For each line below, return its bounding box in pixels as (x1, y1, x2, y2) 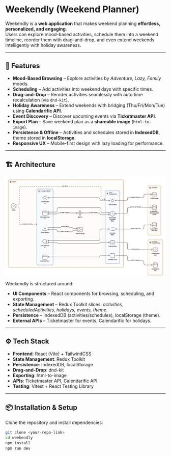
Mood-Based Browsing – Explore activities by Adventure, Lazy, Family (12, 75, 161, 81)
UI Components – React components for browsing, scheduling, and (12, 290, 154, 297)
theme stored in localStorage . (12, 135, 76, 141)
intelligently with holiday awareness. (5, 42, 81, 48)
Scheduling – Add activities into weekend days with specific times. (12, 86, 154, 92)
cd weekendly (5, 435, 33, 440)
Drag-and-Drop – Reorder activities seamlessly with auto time (12, 91, 144, 97)
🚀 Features (5, 62, 40, 70)
